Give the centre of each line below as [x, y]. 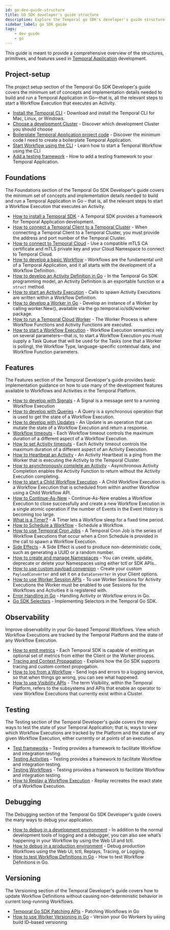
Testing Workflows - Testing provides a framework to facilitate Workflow [89, 770]
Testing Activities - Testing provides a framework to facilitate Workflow [87, 759]
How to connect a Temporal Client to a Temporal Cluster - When [80, 227]
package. [22, 314]
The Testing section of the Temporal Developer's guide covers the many [81, 722]
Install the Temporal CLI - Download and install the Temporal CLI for [84, 113]
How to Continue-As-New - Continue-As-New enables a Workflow [82, 498]
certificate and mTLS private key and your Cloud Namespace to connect [88, 248]
